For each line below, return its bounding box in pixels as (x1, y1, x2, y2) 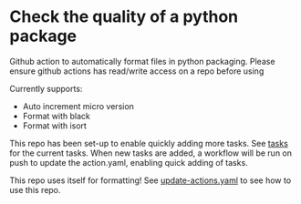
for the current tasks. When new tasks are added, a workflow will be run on (9, 148, 293, 158)
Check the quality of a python (9, 6, 239, 27)
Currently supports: (9, 83, 83, 94)
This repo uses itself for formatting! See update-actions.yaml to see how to (9, 175, 292, 186)
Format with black (22, 110, 91, 121)
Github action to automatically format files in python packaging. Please (9, 56, 275, 66)
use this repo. (9, 184, 61, 195)
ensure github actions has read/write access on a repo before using (9, 66, 265, 76)
